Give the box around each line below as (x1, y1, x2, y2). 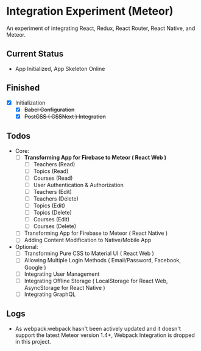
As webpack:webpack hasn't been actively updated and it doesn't (15, 325, 182, 332)
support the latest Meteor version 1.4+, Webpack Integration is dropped (15, 331, 195, 339)
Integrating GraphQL (24, 290, 76, 298)
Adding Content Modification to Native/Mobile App (24, 237, 152, 244)
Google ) (24, 264, 47, 271)
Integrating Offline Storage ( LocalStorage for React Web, (24, 277, 169, 284)
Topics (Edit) (33, 202, 66, 209)
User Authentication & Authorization (33, 181, 124, 188)
